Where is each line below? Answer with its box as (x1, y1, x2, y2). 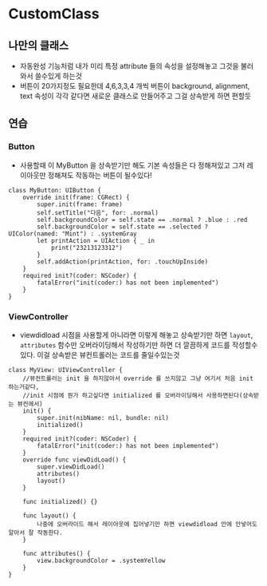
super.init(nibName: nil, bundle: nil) (37, 414, 170, 422)
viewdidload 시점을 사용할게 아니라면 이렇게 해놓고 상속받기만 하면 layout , (19, 330, 253, 339)
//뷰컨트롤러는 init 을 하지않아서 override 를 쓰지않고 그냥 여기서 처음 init (22, 374, 253, 382)
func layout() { (22, 512, 77, 520)
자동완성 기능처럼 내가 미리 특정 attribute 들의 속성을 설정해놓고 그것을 (19, 61, 239, 70)
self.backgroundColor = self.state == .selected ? (37, 223, 209, 231)
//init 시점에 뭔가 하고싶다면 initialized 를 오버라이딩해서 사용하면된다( (22, 391, 243, 399)
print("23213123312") (50, 244, 124, 251)
